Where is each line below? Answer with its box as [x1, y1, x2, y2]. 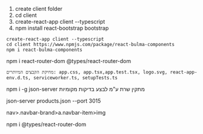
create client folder [15, 5, 62, 12]
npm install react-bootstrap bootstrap [15, 24, 109, 32]
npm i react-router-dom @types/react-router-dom [6, 58, 131, 64]
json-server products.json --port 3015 [6, 97, 101, 104]
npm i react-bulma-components [6, 47, 83, 53]
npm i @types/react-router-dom [6, 121, 87, 128]
